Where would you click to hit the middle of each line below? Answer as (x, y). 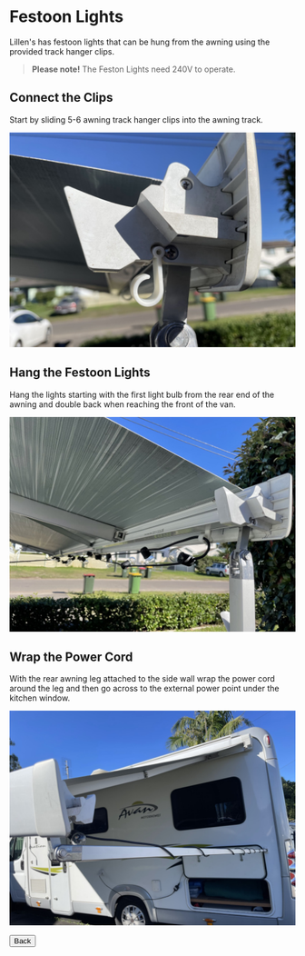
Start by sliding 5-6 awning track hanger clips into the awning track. (136, 119)
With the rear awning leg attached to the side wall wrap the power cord (142, 679)
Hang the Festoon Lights (80, 373)
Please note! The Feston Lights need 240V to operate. (133, 69)
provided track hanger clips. (62, 51)
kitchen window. (40, 698)
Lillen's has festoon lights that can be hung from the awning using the (140, 42)
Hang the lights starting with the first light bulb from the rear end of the (142, 394)
